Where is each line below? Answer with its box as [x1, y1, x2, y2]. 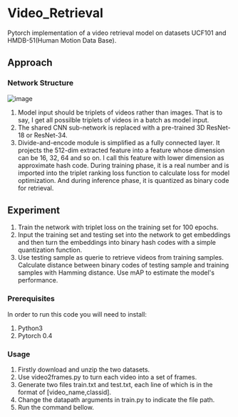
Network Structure [7, 78, 73, 88]
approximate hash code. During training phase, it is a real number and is [17, 161, 229, 169]
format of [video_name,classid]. [17, 388, 112, 396]
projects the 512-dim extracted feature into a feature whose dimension [17, 146, 225, 154]
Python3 [17, 324, 43, 332]
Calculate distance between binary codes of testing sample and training [17, 261, 229, 270]
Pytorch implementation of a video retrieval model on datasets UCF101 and [7, 28, 227, 37]
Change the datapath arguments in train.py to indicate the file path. [17, 396, 215, 404]
